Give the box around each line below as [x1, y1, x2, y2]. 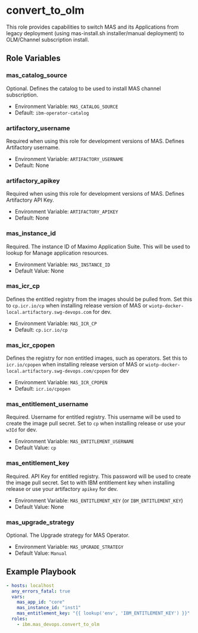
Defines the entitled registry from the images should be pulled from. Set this [6, 295, 192, 302]
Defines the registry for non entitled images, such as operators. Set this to [6, 354, 187, 362]
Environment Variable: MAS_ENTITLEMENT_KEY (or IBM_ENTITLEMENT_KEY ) [14, 496, 183, 504]
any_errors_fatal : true [11, 588, 70, 594]
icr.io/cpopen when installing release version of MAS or [6, 361, 144, 368]
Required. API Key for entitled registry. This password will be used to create [6, 473, 191, 480]
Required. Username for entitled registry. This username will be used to [6, 413, 181, 421]
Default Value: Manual [14, 549, 67, 557]
